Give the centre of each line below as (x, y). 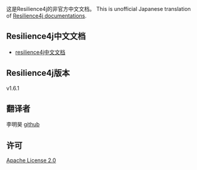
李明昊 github (23, 124)
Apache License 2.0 (31, 160)
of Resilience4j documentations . (46, 16)
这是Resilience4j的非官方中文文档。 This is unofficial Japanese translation (98, 9)
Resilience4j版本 (38, 73)
